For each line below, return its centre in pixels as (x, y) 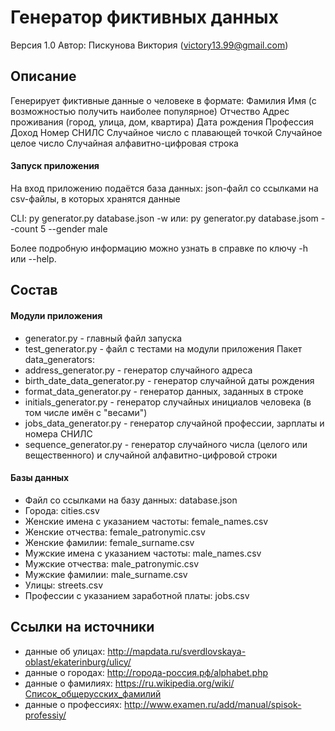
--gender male (78, 228)
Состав (34, 290)
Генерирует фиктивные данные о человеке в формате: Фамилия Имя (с (163, 100)
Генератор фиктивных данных (144, 17)
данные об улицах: (65, 651)
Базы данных (40, 478)
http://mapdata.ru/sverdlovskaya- (177, 651)
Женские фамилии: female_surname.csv (109, 542)
